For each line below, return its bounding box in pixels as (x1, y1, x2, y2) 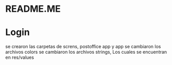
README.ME (5, 3, 61, 15)
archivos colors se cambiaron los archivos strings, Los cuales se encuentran (5, 49, 167, 55)
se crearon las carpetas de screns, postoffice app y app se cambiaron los (5, 44, 161, 50)
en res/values (5, 54, 34, 60)
